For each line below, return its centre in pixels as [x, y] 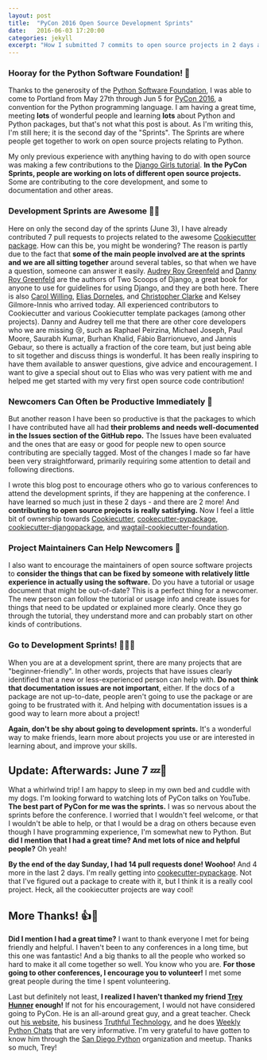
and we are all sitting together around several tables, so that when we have [132, 262]
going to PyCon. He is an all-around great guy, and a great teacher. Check [130, 1014]
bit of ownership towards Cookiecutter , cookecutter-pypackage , [113, 519]
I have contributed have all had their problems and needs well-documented [133, 428]
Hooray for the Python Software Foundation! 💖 [99, 73]
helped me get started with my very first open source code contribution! [126, 381]
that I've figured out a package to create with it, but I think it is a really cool [130, 882]
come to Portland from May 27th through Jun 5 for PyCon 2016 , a [115, 99]
